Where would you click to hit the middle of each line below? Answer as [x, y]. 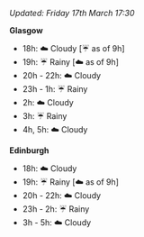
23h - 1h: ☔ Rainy [55, 89]
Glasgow [26, 30]
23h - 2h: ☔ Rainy [56, 209]
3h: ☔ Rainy [45, 116]
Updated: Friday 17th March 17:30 [72, 13]
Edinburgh [29, 150]
